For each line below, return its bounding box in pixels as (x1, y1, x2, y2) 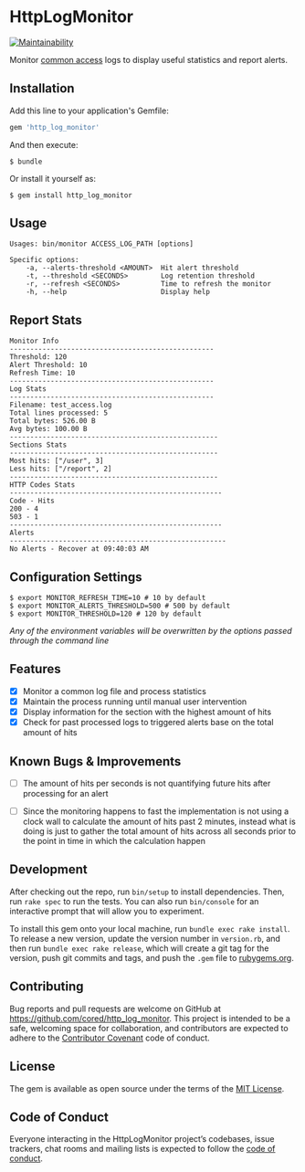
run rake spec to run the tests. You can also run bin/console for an (9, 895, 259, 906)
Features (9, 661, 61, 677)
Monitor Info (9, 336, 59, 346)
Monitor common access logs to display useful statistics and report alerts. (9, 54, 289, 65)
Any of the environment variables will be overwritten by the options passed (9, 626, 292, 637)
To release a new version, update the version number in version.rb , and (9, 933, 281, 944)
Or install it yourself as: (9, 173, 96, 184)
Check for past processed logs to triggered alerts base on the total (22, 717, 274, 728)
